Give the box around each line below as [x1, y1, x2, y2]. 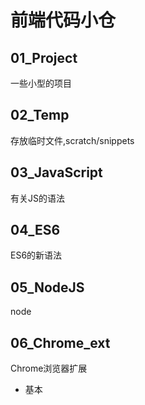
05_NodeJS [10, 279, 85, 296]
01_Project [10, 49, 78, 66]
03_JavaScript [10, 164, 103, 181]
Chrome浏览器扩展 [10, 362, 88, 375]
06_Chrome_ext [10, 334, 111, 351]
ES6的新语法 [10, 249, 63, 261]
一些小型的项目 [10, 77, 72, 89]
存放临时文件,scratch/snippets [10, 134, 135, 146]
